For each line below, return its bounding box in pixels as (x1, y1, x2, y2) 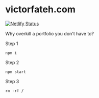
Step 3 (5, 78, 19, 84)
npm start (5, 69, 27, 74)
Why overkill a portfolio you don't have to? (5, 30, 94, 36)
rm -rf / (5, 88, 24, 93)
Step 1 (5, 40, 18, 47)
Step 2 (5, 59, 19, 65)
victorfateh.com (5, 4, 76, 15)
